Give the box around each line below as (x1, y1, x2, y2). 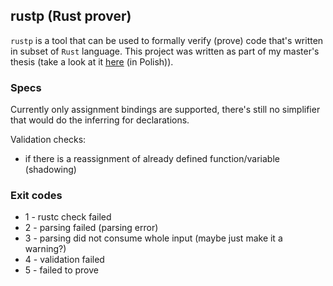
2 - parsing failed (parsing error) (24, 222, 159, 234)
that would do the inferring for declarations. (10, 114, 190, 126)
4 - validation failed (24, 254, 105, 266)
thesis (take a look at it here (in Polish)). (10, 55, 174, 68)
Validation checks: (10, 134, 87, 146)
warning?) (24, 243, 67, 255)
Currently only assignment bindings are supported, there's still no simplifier (10, 104, 321, 116)
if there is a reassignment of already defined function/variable (24, 153, 280, 165)
